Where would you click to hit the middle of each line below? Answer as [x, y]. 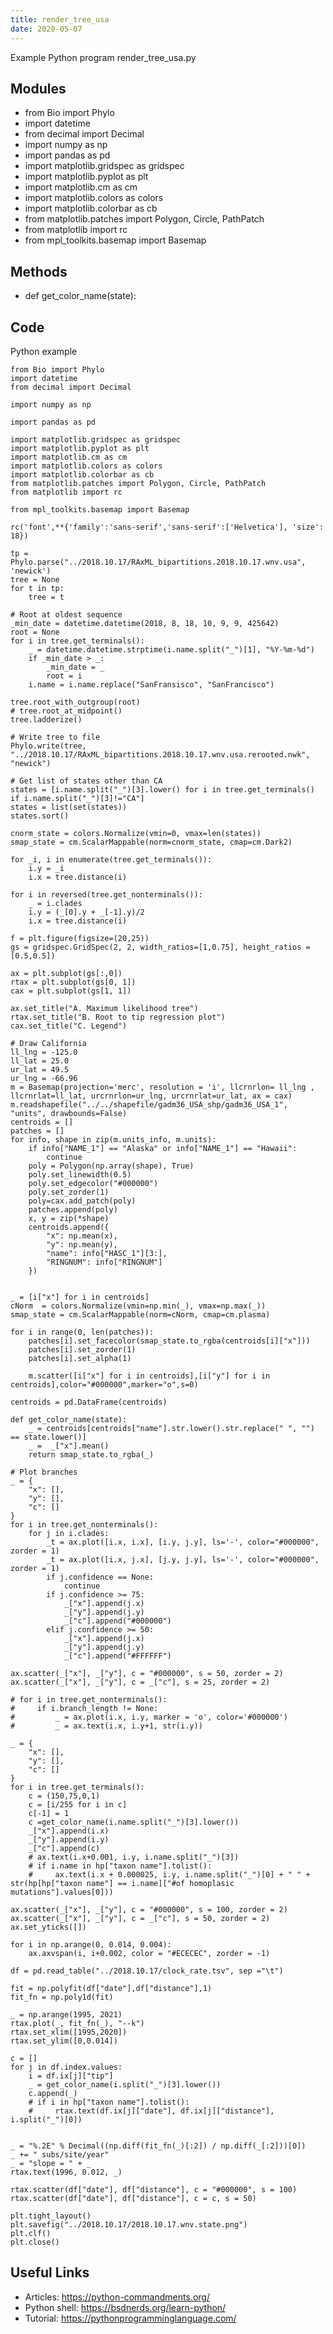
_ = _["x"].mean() [69, 1446]
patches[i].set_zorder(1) [82, 1349]
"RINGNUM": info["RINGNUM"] [104, 1262]
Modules [38, 88]
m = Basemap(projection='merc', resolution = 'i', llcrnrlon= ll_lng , [162, 1087]
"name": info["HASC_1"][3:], [107, 1253]
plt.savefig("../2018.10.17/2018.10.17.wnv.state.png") [129, 2224]
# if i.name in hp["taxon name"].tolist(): [120, 1866]
